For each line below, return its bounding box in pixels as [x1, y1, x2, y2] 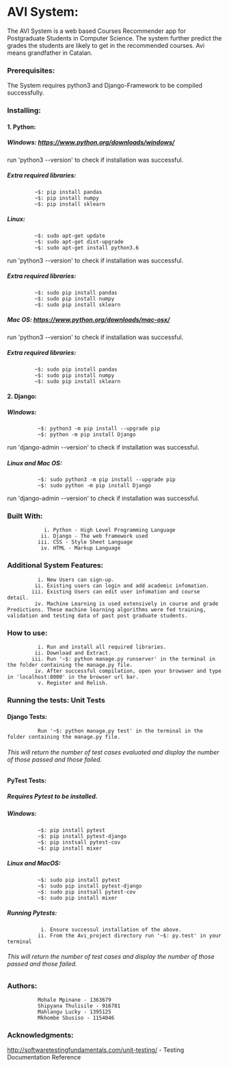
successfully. [7, 88, 44, 97]
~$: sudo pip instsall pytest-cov [37, 888, 136, 895]
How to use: [7, 628, 48, 637]
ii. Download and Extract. [34, 649, 111, 657]
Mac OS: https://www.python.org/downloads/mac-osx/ [7, 316, 170, 324]
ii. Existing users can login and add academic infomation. [34, 582, 210, 589]
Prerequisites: [7, 66, 55, 75]
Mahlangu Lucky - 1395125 [37, 1009, 111, 1016]
